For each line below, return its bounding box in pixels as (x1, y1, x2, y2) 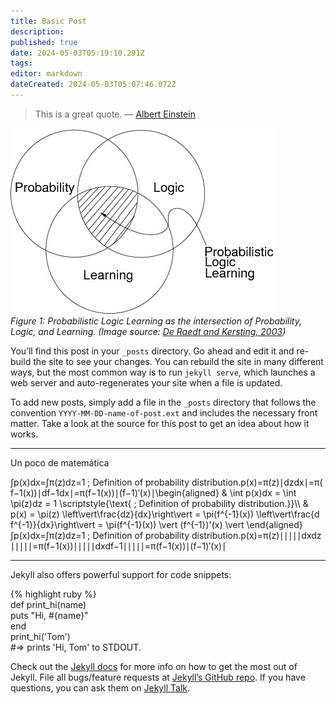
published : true (10, 37, 78, 47)
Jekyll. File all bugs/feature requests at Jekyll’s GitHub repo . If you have (10, 671, 306, 683)
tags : (10, 58, 33, 69)
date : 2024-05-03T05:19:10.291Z (10, 48, 145, 58)
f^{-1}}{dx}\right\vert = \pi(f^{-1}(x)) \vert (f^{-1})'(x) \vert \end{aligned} (10, 518, 303, 530)
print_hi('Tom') (10, 630, 71, 642)
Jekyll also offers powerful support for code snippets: (10, 568, 232, 580)
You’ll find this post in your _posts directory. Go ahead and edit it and (10, 345, 295, 357)
